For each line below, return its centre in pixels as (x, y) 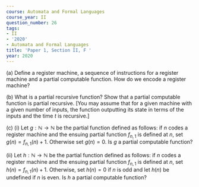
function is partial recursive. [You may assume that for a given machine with (99, 103)
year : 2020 (20, 56)
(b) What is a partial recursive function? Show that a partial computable (93, 97)
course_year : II (26, 17)
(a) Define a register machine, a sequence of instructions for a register (92, 72)
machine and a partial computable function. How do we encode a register (96, 79)
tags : (13, 28)
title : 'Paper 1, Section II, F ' (49, 50)
